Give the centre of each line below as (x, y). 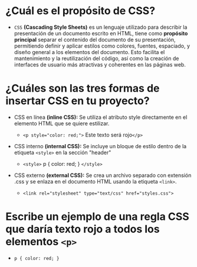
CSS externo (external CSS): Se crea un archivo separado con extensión (103, 175)
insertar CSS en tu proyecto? (78, 101)
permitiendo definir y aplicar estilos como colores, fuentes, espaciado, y (102, 46)
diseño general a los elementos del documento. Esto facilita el (89, 52)
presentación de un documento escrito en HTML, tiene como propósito (101, 33)
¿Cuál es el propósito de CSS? (81, 11)
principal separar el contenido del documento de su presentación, (95, 39)
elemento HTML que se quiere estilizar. (62, 123)
